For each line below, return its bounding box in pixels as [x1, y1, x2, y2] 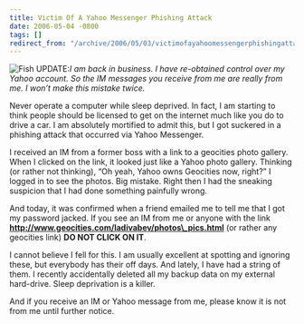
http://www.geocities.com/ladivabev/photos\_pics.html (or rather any [9, 222, 278, 233]
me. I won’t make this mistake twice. [9, 83, 146, 93]
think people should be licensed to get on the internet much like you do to [9, 110, 284, 121]
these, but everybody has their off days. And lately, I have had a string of [9, 260, 280, 270]
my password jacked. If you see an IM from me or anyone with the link [9, 212, 271, 223]
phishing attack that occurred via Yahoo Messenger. [9, 129, 204, 141]
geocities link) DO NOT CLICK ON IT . [9, 232, 147, 243]
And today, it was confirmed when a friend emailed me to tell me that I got [9, 203, 285, 214]
